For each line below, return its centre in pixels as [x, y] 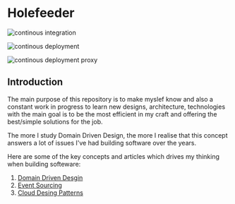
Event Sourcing [40, 185]
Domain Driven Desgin [50, 177]
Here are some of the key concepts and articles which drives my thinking [114, 156]
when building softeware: [44, 164]
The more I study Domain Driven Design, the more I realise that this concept [117, 135]
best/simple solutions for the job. [55, 121]
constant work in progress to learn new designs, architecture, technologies [116, 107]
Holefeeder [41, 13]
